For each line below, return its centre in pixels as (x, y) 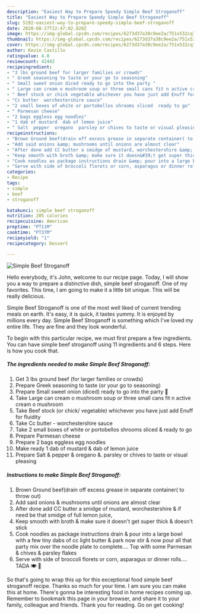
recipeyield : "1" (28, 238)
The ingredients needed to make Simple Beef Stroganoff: (79, 364)
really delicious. (26, 296)
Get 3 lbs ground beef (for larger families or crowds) (79, 379)
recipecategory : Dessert (37, 243)
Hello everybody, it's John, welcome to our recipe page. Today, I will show (98, 277)
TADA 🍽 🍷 (28, 566)
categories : (21, 172)
